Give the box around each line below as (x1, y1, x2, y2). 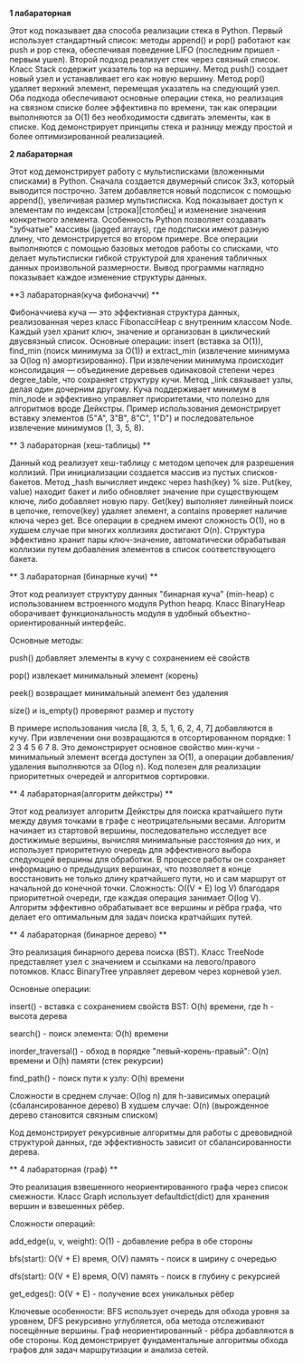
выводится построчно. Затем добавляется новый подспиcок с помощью (9, 186, 292, 196)
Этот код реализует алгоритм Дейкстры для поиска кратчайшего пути (9, 806, 283, 816)
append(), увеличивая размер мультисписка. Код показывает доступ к (9, 195, 284, 205)
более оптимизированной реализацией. (9, 131, 165, 141)
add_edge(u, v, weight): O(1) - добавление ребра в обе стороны (9, 1235, 253, 1246)
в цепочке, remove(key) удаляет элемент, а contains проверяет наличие (9, 506, 288, 516)
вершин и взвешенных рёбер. (9, 1201, 125, 1211)
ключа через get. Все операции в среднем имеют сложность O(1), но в (9, 515, 286, 526)
